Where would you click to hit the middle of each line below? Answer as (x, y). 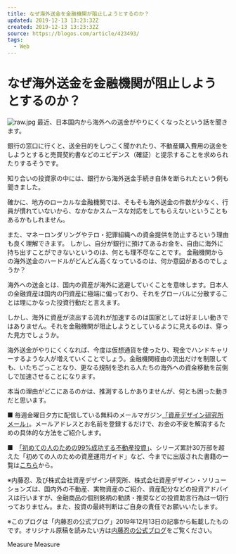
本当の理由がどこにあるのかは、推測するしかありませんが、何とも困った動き (118, 391)
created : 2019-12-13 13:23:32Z (53, 27)
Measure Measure (34, 544)
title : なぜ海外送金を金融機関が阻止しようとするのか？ (78, 14)
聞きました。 (26, 187)
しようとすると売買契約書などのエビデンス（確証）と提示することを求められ (118, 154)
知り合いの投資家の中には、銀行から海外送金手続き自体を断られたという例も (118, 178)
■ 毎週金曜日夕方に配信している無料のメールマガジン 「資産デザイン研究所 (116, 415)
